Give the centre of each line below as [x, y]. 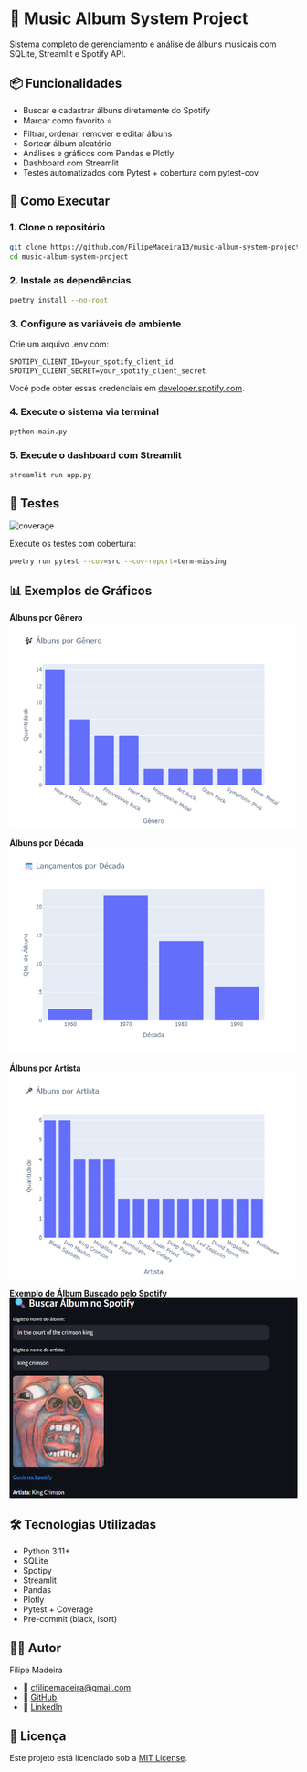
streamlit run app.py [51, 475]
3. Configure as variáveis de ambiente [95, 324]
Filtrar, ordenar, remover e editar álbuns [97, 133]
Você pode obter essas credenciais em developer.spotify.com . [127, 388]
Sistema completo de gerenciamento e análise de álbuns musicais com [143, 44]
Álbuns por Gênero [46, 617]
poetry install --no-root [58, 301]
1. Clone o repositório [58, 228]
